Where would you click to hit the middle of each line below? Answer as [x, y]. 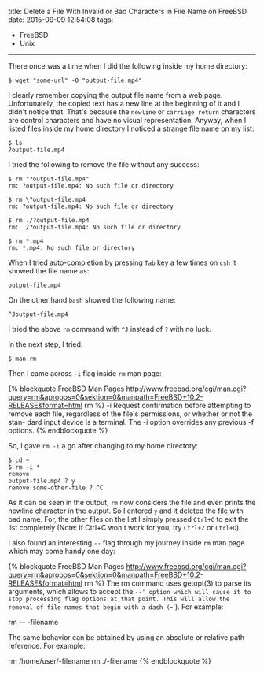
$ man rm [22, 359]
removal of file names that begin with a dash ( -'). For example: [116, 607]
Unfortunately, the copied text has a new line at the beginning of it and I [124, 103]
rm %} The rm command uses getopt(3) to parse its [167, 583]
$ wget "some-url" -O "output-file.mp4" [75, 80]
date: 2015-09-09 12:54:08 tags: [61, 20]
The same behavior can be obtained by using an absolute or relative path [126, 637]
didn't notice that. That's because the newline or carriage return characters [132, 112]
